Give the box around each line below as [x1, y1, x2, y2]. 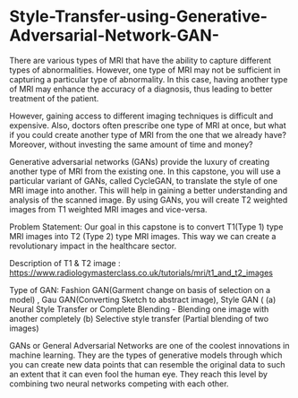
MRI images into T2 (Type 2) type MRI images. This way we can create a [9, 230, 277, 241]
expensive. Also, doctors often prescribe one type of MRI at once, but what [9, 119, 286, 131]
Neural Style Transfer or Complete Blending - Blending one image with [9, 303, 269, 315]
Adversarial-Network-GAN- [9, 25, 220, 46]
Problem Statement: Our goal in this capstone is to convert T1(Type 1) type [9, 221, 284, 232]
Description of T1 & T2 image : [9, 257, 121, 268]
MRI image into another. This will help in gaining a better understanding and [9, 185, 288, 195]
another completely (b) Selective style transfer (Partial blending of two [9, 313, 269, 324]
